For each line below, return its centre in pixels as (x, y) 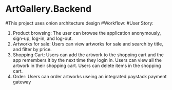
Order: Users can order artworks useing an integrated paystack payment (90, 76)
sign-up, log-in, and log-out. (43, 38)
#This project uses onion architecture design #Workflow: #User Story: (80, 23)
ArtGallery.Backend (48, 9)
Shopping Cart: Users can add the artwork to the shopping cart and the (88, 55)
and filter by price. (32, 49)
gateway (22, 82)
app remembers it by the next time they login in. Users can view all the (87, 60)
